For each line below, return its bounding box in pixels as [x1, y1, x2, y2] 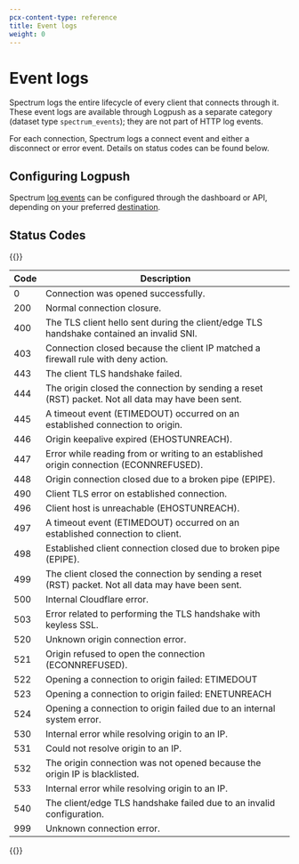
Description [140, 272, 191, 285]
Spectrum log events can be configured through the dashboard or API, [9, 192, 268, 203]
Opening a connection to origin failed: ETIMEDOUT [45, 673, 258, 685]
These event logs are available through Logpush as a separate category [9, 107, 273, 117]
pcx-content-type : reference [9, 12, 117, 22]
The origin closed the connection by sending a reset [45, 382, 263, 394]
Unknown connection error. [45, 822, 160, 835]
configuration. [45, 807, 104, 820]
